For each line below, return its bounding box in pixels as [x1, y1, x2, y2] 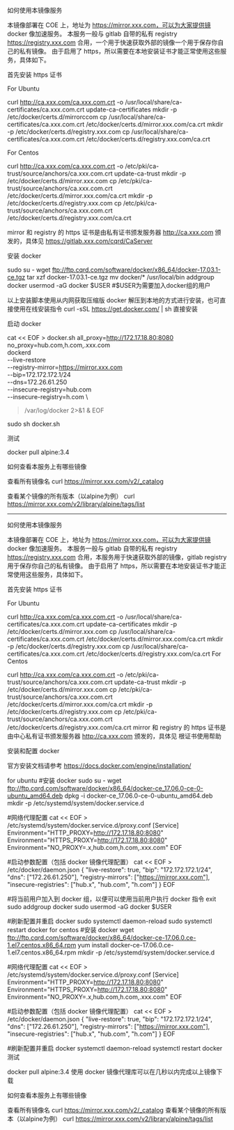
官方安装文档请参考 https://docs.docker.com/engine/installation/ [7, 761, 192, 770]
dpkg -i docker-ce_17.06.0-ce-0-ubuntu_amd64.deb [64, 791, 213, 800]
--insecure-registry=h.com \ [7, 393, 88, 401]
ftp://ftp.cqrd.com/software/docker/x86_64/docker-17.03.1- [52, 265, 221, 274]
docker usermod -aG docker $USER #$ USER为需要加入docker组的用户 [7, 281, 211, 289]
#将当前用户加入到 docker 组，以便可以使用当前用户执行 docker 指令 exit [7, 895, 217, 903]
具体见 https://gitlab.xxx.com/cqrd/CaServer [25, 237, 153, 245]
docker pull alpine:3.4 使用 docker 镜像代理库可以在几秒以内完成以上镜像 [7, 1068, 217, 1076]
